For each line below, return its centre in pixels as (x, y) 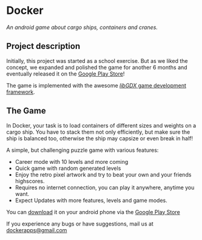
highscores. (30, 181)
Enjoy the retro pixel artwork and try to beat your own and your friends (103, 174)
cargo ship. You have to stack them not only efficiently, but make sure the (98, 132)
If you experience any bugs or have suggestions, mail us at (80, 224)
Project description (43, 46)
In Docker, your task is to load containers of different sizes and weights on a (101, 125)
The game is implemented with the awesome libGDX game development (96, 85)
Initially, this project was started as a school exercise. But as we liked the (97, 60)
